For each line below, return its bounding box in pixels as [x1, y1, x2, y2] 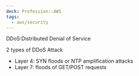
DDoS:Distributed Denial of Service [6, 35, 91, 42]
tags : [6, 14, 19, 20]
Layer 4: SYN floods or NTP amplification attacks [14, 57, 134, 64]
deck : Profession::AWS [6, 8, 62, 15]
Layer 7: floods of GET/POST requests [14, 64, 107, 71]
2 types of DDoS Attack [6, 46, 63, 53]
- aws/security [11, 19, 49, 25]
